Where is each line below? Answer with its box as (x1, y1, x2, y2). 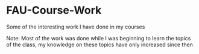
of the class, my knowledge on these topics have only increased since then (6, 41, 193, 48)
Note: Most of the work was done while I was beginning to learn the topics (6, 34, 191, 42)
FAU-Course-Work (6, 4, 102, 17)
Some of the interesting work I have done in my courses (6, 23, 145, 30)
